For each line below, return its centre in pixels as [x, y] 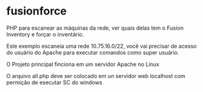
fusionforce [37, 11]
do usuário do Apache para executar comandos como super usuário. [93, 52]
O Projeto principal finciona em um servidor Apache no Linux [83, 64]
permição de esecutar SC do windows [54, 82]
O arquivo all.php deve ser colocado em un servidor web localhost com [96, 76]
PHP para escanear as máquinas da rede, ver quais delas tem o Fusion [95, 28]
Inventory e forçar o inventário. [45, 34]
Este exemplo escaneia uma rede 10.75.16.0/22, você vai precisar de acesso [101, 46]
